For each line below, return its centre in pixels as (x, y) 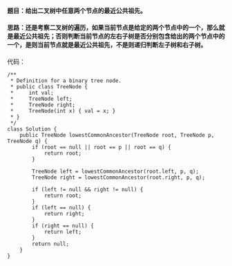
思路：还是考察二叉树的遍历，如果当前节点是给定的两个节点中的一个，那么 (113, 28)
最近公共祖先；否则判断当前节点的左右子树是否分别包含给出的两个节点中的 (119, 36)
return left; (62, 231)
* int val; (32, 93)
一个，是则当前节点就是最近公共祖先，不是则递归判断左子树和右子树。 (107, 45)
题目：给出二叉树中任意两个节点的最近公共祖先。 (77, 10)
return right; (64, 213)
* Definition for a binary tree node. (66, 80)
